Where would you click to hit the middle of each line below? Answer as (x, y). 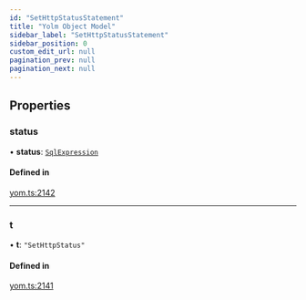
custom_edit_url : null (52, 52)
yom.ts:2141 (31, 286)
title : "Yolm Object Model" (63, 26)
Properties (40, 106)
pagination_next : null (52, 69)
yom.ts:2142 (32, 192)
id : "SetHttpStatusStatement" (67, 18)
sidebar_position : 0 (49, 43)
